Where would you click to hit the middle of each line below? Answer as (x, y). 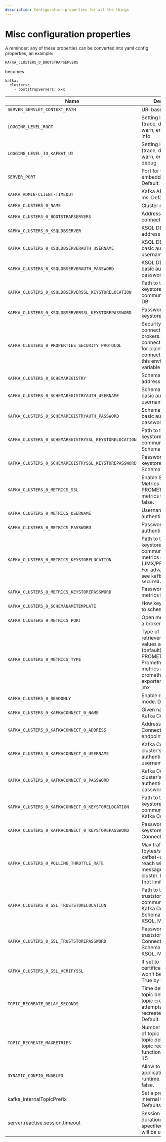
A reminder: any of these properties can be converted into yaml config (77, 48)
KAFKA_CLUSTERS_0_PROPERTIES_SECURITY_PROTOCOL (65, 345)
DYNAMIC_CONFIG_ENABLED (36, 1075)
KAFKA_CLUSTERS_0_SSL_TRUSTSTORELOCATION (57, 905)
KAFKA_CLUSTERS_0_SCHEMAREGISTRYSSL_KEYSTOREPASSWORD (72, 463)
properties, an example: (29, 53)
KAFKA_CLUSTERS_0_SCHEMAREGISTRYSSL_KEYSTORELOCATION (72, 439)
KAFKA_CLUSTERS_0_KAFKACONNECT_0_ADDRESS (57, 730)
